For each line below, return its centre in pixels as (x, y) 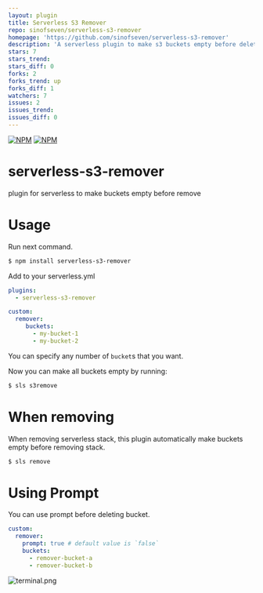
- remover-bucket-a (60, 558)
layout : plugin (33, 15)
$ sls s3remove (33, 385)
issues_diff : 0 (33, 118)
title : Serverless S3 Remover (58, 23)
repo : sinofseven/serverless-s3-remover (75, 30)
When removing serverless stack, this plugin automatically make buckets (126, 438)
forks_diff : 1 (31, 88)
